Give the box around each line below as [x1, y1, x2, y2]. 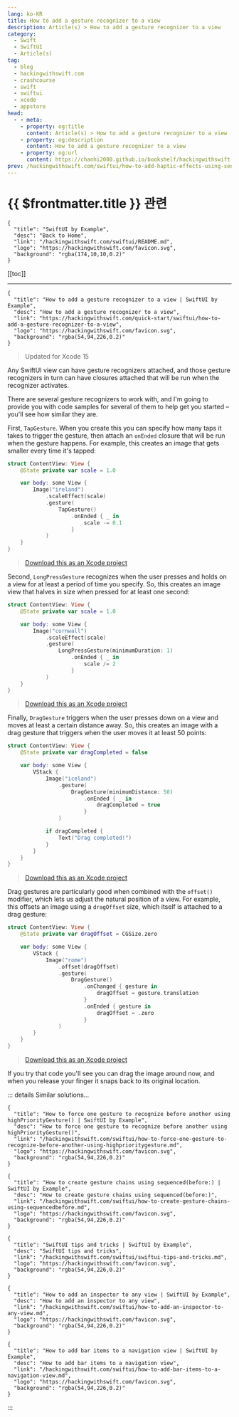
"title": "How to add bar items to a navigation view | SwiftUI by [14, 1347, 218, 1354]
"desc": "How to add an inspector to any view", [14, 1297, 161, 1305]
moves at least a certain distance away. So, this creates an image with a [7, 721, 218, 729]
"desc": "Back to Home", [14, 232, 87, 239]
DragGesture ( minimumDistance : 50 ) [70, 788, 174, 796]
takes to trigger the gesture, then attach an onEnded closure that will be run [7, 431, 225, 440]
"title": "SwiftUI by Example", [14, 226, 110, 233]
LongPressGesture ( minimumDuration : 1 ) [58, 647, 174, 655]
